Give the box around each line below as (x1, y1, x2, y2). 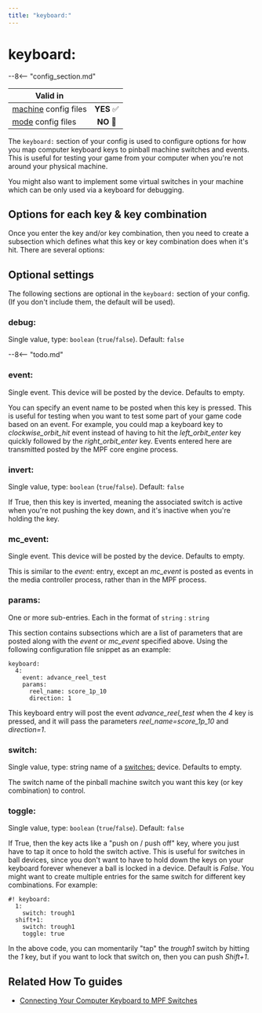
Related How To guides (8, 974, 123, 988)
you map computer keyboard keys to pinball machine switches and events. (8, 145, 249, 154)
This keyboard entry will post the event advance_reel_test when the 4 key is (8, 708, 253, 717)
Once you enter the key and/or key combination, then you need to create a (8, 229, 249, 238)
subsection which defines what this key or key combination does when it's (8, 237, 249, 246)
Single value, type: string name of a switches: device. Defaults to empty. (8, 762, 242, 772)
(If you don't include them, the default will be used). (8, 297, 176, 307)
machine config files (12, 103, 88, 114)
